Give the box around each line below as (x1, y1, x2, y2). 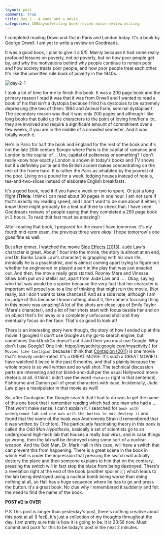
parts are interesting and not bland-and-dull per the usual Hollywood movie (5, 370, 158, 375)
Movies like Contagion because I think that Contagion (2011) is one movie (5, 348, 155, 354)
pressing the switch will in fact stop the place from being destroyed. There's (5, 463, 160, 469)
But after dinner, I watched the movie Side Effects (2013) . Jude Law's (5, 244, 145, 250)
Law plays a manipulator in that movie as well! (5, 385, 99, 391)
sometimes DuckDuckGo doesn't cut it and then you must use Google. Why (5, 338, 159, 344)
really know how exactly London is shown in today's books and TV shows (5, 157, 155, 163)
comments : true (5, 12, 36, 17)
